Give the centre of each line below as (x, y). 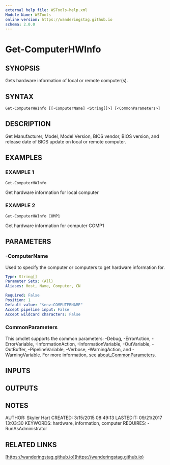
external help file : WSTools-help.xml (46, 10)
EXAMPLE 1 (20, 173)
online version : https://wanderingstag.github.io (59, 19)
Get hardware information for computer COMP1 (55, 226)
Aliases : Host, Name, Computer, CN (43, 286)
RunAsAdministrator (26, 429)
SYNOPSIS (23, 68)
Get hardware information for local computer (52, 192)
